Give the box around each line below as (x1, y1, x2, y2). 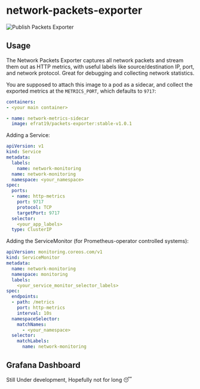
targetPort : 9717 (17, 210, 60, 216)
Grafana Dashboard (6, 360, 81, 370)
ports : (11, 188, 28, 194)
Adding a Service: (6, 132, 50, 139)
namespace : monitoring (11, 271, 68, 277)
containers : (6, 99, 36, 105)
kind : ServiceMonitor (6, 255, 60, 261)
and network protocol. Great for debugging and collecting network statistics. (6, 69, 195, 77)
